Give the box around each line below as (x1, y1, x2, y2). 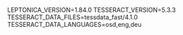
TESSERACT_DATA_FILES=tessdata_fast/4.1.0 (7, 13, 138, 21)
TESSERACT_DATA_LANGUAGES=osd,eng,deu (7, 21, 142, 28)
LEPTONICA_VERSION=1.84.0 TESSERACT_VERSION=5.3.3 (7, 6, 176, 14)
